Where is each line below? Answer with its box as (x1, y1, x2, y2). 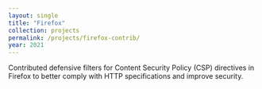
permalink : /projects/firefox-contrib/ (8, 33, 141, 42)
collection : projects (8, 26, 80, 34)
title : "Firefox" (8, 19, 66, 27)
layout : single (8, 11, 59, 20)
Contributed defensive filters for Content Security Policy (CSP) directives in (8, 63, 255, 72)
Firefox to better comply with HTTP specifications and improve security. (8, 72, 244, 81)
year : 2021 (8, 41, 44, 49)
